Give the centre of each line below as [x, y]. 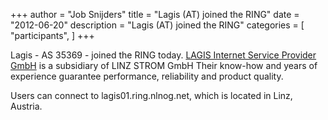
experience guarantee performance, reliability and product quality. [147, 76]
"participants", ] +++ [52, 35]
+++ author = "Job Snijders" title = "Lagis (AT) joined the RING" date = [155, 14]
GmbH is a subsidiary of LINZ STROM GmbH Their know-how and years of [164, 65]
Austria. [26, 106]
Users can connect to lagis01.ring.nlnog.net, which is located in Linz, [151, 95]
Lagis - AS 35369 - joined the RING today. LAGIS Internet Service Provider [163, 55]
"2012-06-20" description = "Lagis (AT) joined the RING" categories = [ [157, 25]
